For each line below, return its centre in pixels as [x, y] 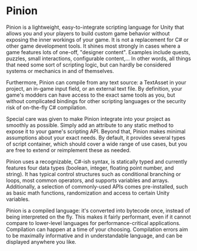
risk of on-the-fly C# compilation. [46, 107]
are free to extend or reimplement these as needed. [69, 150]
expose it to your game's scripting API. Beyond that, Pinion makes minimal [96, 131]
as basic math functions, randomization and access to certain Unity [88, 193]
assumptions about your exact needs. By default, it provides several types [96, 137]
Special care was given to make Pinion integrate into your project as [88, 118]
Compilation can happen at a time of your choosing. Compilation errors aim [97, 229]
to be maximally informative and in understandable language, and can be [94, 235]
